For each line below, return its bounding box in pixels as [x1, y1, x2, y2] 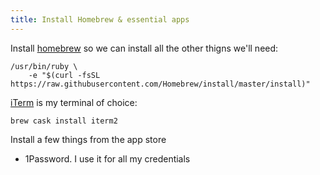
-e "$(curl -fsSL [28, 70, 101, 80]
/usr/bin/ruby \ [10, 61, 78, 71]
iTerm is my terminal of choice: [10, 96, 138, 108]
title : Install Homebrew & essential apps [10, 14, 190, 25]
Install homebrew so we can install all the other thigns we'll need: [10, 42, 279, 54]
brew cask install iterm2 [10, 116, 118, 126]
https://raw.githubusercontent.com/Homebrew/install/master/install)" [10, 79, 311, 89]
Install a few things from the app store [10, 133, 167, 145]
